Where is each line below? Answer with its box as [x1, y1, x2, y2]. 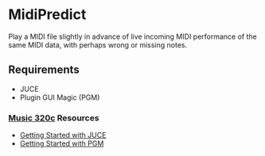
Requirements [8, 63, 80, 77]
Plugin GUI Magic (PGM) [19, 93, 100, 102]
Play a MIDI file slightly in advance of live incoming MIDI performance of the [8, 32, 257, 41]
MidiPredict [8, 6, 87, 24]
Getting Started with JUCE [19, 131, 107, 140]
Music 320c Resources [8, 112, 99, 124]
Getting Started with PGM [19, 139, 104, 148]
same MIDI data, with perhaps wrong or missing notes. [8, 40, 188, 49]
